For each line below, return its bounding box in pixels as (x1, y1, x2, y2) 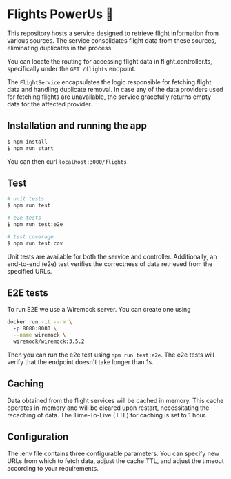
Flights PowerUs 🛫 (7, 6, 114, 22)
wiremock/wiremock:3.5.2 (13, 338, 85, 345)
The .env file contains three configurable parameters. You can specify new (7, 449, 219, 458)
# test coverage (7, 233, 54, 241)
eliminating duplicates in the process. (7, 44, 114, 52)
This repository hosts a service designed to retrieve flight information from (7, 29, 219, 37)
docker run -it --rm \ (7, 319, 72, 326)
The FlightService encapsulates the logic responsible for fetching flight (7, 77, 212, 86)
